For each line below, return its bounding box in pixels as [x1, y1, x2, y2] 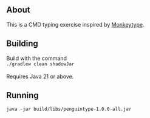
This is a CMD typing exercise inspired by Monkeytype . [6, 21, 145, 28]
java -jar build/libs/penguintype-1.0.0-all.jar [6, 106, 132, 113]
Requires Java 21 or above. [6, 73, 74, 80]
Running [6, 90, 39, 100]
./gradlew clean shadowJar [6, 61, 75, 67]
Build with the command [6, 54, 67, 62]
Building [6, 39, 38, 49]
